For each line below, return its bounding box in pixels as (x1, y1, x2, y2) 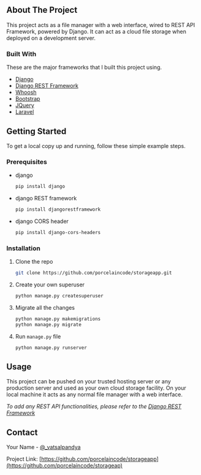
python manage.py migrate (15, 321, 82, 328)
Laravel (15, 108, 34, 116)
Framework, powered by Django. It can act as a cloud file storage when (6, 28, 187, 35)
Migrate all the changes (15, 304, 75, 311)
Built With (6, 49, 37, 58)
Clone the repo (15, 258, 53, 265)
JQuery (15, 101, 35, 109)
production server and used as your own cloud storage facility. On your (6, 384, 187, 392)
